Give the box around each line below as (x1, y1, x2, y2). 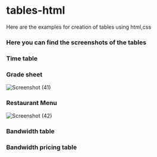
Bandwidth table (6, 127, 55, 136)
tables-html (6, 4, 65, 17)
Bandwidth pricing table (6, 143, 77, 152)
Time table (6, 54, 37, 63)
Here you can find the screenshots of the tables (6, 38, 147, 47)
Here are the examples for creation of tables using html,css (6, 23, 152, 30)
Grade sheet (6, 70, 43, 78)
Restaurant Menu (6, 99, 58, 107)
